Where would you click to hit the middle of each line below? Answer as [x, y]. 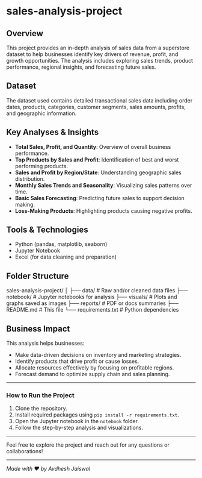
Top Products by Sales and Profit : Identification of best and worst [97, 159]
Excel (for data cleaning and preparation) [66, 257]
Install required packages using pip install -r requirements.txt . [97, 415]
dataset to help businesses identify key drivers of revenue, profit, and [92, 54]
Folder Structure [38, 276]
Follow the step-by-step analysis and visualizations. [79, 428]
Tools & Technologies [47, 230]
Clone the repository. [41, 409]
